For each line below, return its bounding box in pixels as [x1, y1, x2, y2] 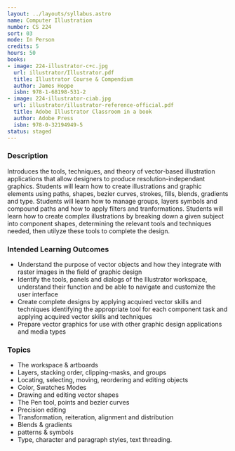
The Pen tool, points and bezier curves [17, 398, 130, 407]
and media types [17, 327, 67, 336]
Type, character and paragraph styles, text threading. [17, 436, 173, 444]
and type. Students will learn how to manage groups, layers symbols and [7, 197, 217, 205]
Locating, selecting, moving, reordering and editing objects [17, 376, 189, 384]
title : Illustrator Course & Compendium [13, 75, 133, 83]
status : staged [7, 128, 52, 135]
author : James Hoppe [13, 82, 74, 89]
